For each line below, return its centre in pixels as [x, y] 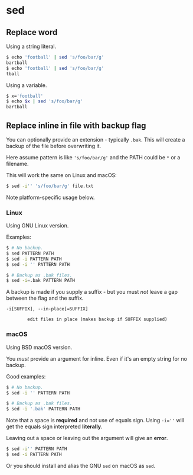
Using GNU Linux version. [37, 226]
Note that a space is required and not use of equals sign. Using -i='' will [95, 421]
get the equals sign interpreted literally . [54, 426]
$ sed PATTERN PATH [30, 253]
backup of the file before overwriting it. [54, 146]
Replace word [32, 32]
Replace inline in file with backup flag [76, 125]
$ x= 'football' [25, 96]
